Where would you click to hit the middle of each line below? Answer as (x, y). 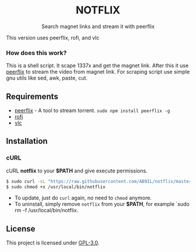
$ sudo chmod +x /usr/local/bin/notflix (56, 187)
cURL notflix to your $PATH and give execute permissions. (77, 171)
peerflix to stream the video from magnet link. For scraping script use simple (98, 72)
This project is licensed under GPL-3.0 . (53, 243)
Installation (27, 141)
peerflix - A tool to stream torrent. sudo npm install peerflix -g (92, 111)
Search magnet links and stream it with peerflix (98, 26)
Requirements (32, 96)
